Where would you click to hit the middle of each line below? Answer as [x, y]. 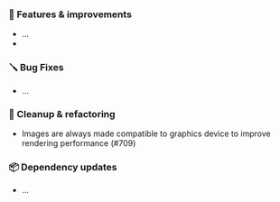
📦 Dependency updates [63, 167]
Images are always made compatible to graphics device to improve [146, 133]
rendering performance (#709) [79, 142]
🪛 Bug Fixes [36, 68]
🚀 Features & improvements [70, 14]
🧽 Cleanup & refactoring [62, 114]
